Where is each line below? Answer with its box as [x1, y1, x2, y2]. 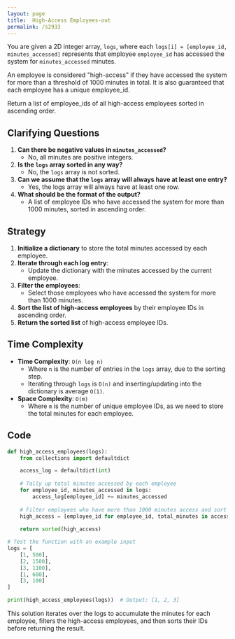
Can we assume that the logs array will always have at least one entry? [17, 176, 227, 184]
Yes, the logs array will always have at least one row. [27, 183, 180, 191]
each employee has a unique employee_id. [7, 85, 131, 94]
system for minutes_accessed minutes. [7, 57, 117, 66]
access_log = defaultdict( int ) [20, 467, 111, 475]
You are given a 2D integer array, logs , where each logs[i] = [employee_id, [7, 43, 227, 51]
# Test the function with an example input [7, 538, 136, 546]
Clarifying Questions [7, 127, 100, 139]
